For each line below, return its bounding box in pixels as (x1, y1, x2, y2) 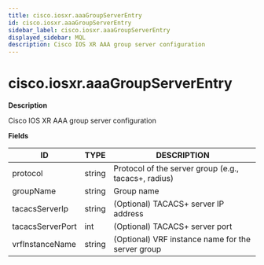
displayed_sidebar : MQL (8, 33, 86, 42)
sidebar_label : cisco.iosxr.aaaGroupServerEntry (8, 26, 170, 34)
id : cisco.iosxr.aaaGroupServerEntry (8, 19, 132, 27)
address (113, 208, 144, 219)
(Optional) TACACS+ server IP (113, 198, 225, 209)
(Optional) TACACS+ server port (113, 221, 233, 232)
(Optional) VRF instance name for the (113, 234, 251, 245)
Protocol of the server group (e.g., (113, 163, 240, 174)
